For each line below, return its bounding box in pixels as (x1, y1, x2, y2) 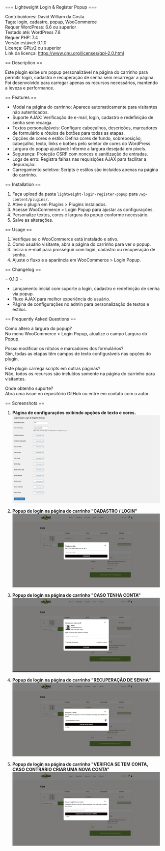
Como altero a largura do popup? (5, 325, 72, 331)
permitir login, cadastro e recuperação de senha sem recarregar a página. (5, 75, 155, 80)
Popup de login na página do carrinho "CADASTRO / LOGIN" (12, 508, 137, 514)
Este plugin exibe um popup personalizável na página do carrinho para (5, 69, 148, 75)
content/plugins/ (12, 197, 48, 202)
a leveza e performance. (5, 85, 55, 90)
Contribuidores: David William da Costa (5, 14, 84, 19)
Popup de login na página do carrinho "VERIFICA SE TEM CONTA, (12, 761, 149, 767)
